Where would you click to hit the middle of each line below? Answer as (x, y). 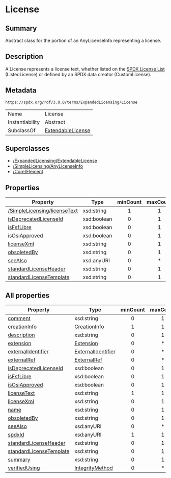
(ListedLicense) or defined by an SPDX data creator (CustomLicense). (78, 74)
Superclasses (27, 149)
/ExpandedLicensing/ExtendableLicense (55, 161)
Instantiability (24, 122)
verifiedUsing (24, 468)
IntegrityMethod (94, 468)
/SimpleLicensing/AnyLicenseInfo (48, 166)
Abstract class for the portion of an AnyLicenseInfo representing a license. (83, 40)
